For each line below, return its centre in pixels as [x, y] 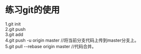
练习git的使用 [33, 10]
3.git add [14, 34]
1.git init [13, 24]
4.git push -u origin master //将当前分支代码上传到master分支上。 [72, 40]
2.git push [15, 29]
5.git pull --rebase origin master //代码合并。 [51, 46]
